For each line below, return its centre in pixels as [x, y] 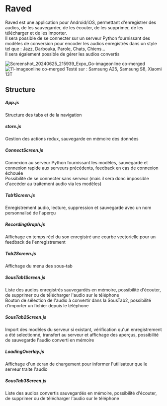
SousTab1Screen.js [25, 277]
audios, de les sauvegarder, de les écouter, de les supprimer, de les [74, 27]
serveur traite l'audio [27, 369]
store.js [13, 126]
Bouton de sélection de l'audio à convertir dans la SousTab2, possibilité [78, 300]
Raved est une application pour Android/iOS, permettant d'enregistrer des [81, 22]
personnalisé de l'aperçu [31, 213]
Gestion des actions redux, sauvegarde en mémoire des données [72, 139]
